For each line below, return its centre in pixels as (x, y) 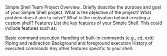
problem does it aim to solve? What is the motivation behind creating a (78, 18)
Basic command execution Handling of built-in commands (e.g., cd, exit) (79, 38)
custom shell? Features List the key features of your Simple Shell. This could (84, 23)
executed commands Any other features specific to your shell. (69, 48)
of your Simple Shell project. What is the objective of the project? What (78, 12)
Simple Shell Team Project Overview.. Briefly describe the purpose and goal (83, 7)
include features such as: (31, 28)
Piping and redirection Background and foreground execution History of (79, 43)
